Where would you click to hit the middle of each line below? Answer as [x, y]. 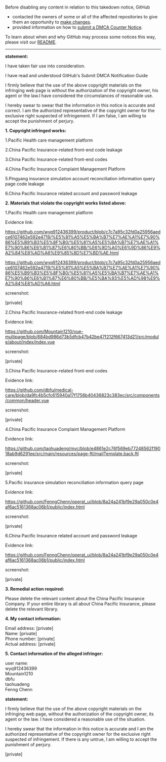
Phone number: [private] [30, 639]
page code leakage [25, 184]
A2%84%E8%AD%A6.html [33, 283]
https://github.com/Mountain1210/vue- [44, 331]
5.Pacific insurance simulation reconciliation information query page [74, 483]
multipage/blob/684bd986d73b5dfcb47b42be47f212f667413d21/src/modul [82, 337]
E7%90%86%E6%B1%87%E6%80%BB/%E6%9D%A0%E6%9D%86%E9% [83, 248]
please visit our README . [31, 42]
